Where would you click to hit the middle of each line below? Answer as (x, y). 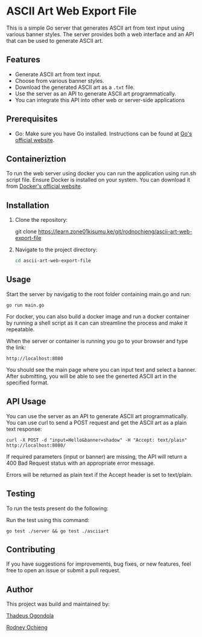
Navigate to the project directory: (56, 250)
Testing (21, 494)
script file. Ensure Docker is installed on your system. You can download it (98, 180)
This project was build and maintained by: (58, 604)
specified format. (28, 383)
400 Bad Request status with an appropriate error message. (81, 463)
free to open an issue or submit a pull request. (63, 571)
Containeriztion (36, 159)
